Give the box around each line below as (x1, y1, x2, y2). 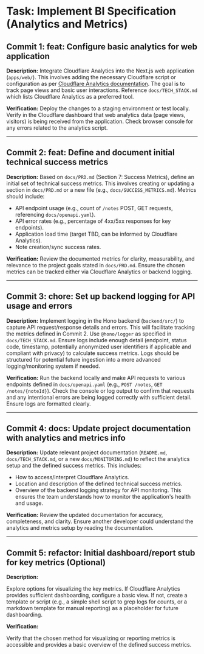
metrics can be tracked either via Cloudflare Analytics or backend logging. (6, 268, 192, 275)
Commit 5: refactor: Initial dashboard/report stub (6, 547, 195, 558)
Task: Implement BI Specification (6, 4, 176, 18)
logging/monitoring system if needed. (6, 362, 100, 370)
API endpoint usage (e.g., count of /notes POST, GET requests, (15, 204, 173, 211)
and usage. (15, 499, 44, 507)
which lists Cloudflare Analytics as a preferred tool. (6, 93, 134, 100)
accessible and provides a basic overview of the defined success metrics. (6, 641, 192, 649)
